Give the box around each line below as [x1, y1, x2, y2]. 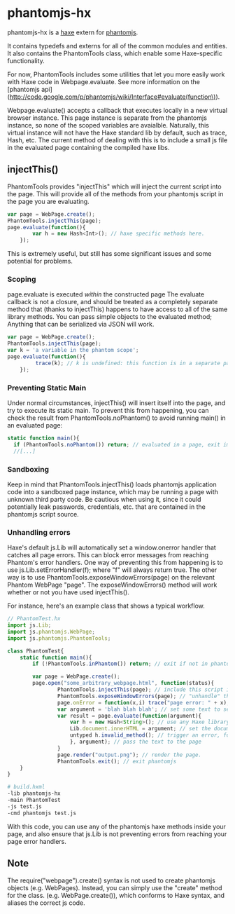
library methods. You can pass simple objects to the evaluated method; [7, 313, 212, 321]
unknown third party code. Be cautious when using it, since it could [7, 495, 201, 503]
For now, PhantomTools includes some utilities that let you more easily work [7, 70, 225, 79]
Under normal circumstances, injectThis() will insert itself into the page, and [7, 398, 226, 407]
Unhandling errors [7, 527, 71, 537]
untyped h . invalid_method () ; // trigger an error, [69, 732, 220, 739]
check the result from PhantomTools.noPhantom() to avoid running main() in [7, 414, 226, 422]
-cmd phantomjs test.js [7, 810, 77, 817]
